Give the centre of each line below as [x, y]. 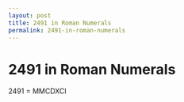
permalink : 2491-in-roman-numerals [67, 30]
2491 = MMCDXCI [38, 91]
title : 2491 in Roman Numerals [60, 23]
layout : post [30, 15]
